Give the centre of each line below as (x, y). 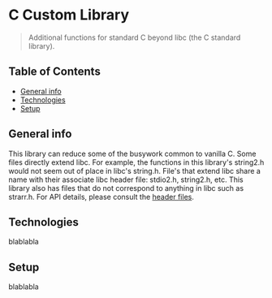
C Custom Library (69, 15)
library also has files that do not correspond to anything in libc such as (126, 188)
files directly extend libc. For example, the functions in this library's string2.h (136, 162)
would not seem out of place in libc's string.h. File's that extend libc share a (135, 171)
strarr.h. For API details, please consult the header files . (101, 197)
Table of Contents (55, 72)
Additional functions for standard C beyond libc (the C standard (134, 37)
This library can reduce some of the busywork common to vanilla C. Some (132, 153)
